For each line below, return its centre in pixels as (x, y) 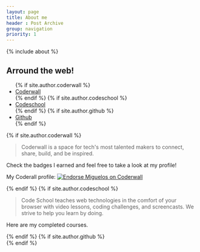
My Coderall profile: (31, 176)
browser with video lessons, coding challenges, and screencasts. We (107, 207)
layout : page (23, 12)
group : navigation (29, 29)
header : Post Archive (35, 23)
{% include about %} (32, 51)
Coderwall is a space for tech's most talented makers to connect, (102, 147)
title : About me (27, 18)
